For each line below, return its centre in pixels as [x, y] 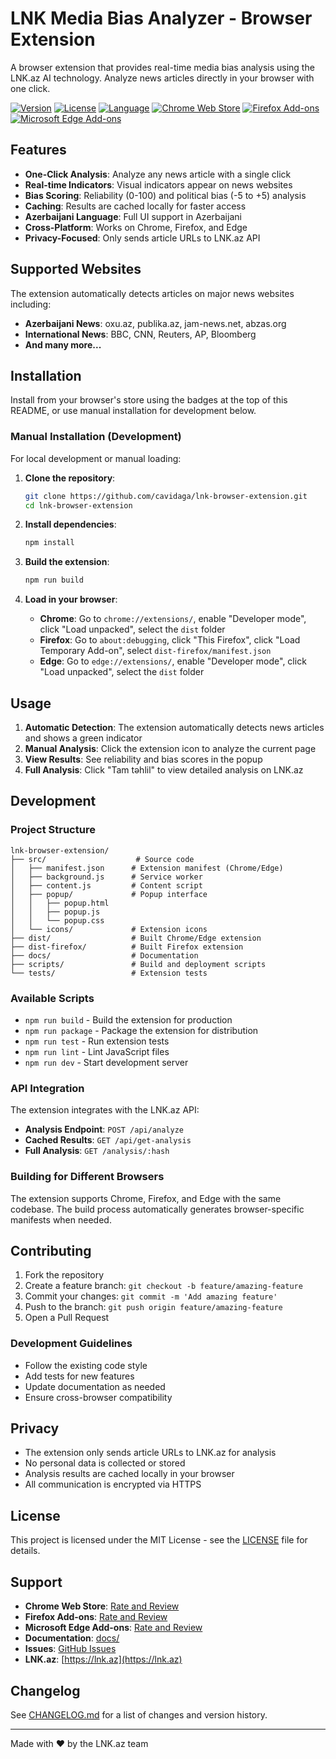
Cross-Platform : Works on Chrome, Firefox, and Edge [136, 227]
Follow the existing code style [86, 1365]
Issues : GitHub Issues [70, 1649]
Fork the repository [64, 1275]
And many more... [63, 344]
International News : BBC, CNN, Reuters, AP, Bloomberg [140, 334]
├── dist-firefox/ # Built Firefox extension [127, 947]
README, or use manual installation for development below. [133, 411]
